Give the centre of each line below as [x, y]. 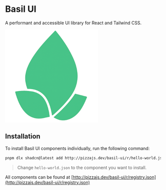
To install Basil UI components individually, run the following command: [77, 148]
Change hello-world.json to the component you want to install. [82, 167]
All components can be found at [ [39, 177]
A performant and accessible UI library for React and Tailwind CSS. [73, 23]
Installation [23, 136]
